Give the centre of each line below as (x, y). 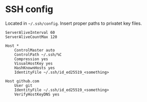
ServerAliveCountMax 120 (31, 37)
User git (23, 85)
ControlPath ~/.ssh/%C (38, 55)
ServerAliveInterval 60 (30, 32)
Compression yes (31, 59)
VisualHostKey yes (33, 63)
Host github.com (22, 81)
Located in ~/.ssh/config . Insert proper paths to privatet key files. (73, 23)
